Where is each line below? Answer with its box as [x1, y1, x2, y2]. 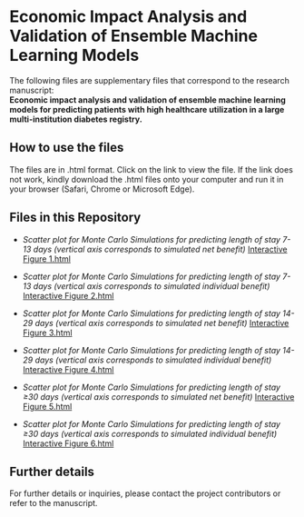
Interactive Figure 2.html [22, 290, 114, 301]
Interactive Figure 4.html [22, 363, 115, 374]
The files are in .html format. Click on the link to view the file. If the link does [9, 164, 293, 174]
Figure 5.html [22, 401, 73, 412]
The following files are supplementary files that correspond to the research [9, 75, 290, 85]
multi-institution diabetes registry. [9, 114, 142, 124]
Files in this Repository [9, 210, 142, 225]
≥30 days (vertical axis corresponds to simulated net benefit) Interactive [22, 391, 295, 402]
